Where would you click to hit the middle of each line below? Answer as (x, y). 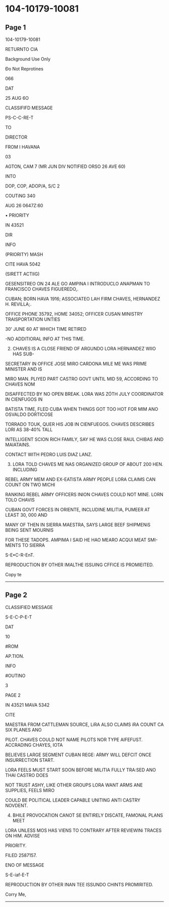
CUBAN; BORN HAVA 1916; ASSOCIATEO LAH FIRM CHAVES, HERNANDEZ (83, 299)
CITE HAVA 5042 (23, 264)
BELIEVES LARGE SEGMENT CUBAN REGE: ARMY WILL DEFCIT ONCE (78, 755)
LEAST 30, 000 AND (26, 515)
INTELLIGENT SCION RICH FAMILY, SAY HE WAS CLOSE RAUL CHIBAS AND (84, 439)
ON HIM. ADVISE (23, 835)
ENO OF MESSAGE (25, 865)
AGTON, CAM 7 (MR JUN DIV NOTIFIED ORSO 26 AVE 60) (65, 166)
